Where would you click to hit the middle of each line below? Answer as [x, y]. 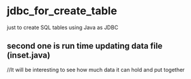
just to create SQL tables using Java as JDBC [63, 27]
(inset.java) [28, 56]
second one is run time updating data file [85, 46]
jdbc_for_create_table [62, 11]
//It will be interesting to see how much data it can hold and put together [96, 69]
